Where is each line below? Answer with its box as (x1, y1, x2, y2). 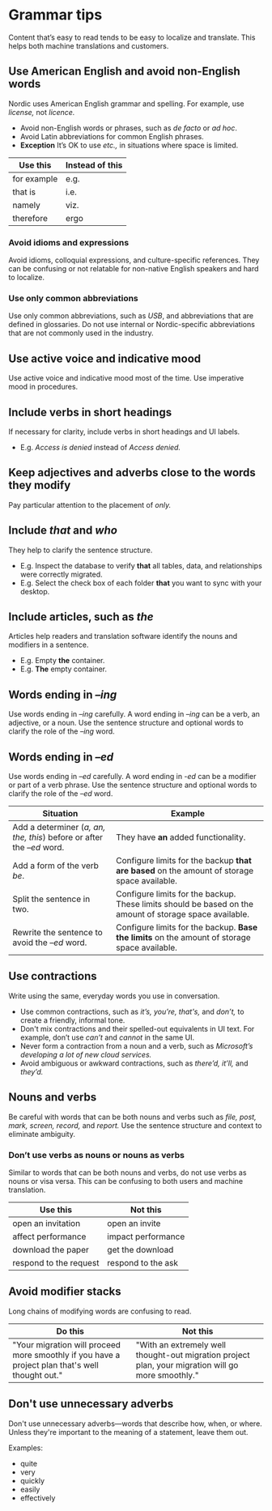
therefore (12, 212, 49, 223)
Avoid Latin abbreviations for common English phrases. (19, 131, 204, 141)
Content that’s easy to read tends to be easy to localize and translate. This (8, 32, 256, 42)
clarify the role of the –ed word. (8, 789, 113, 798)
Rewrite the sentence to (12, 927, 103, 939)
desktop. (19, 586, 50, 596)
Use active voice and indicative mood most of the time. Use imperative (8, 373, 244, 383)
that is (12, 186, 36, 198)
